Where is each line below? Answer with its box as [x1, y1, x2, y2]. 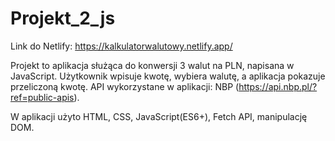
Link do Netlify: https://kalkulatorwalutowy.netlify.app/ [10, 40, 233, 52]
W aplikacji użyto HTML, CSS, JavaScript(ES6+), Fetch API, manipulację [10, 110, 308, 122]
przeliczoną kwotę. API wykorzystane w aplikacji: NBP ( [10, 80, 240, 92]
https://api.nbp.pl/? [238, 80, 318, 92]
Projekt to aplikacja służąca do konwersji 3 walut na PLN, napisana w [10, 59, 295, 71]
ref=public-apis [10, 91, 75, 103]
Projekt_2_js [10, 7, 116, 30]
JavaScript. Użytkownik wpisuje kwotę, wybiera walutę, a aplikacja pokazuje [10, 70, 326, 82]
